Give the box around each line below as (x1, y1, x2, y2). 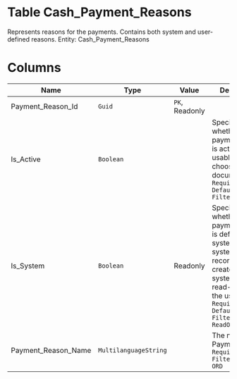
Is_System (11, 261, 45, 271)
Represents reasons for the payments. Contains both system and (7, 27, 196, 36)
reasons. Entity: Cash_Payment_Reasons (31, 35, 150, 43)
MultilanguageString (98, 346, 167, 354)
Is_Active (11, 154, 41, 164)
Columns (7, 60, 61, 76)
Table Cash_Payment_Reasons (7, 4, 192, 20)
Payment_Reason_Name (11, 345, 92, 355)
